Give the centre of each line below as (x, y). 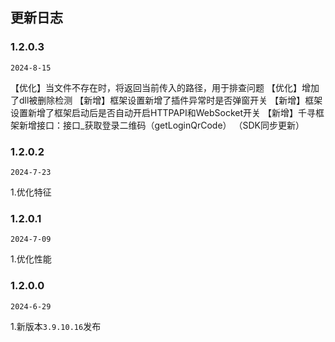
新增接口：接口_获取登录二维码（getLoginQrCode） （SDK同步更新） (161, 125)
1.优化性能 (31, 259)
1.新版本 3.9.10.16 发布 (56, 326)
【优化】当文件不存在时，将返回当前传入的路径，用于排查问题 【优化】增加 (165, 87)
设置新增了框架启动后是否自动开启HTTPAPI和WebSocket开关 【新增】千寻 (163, 112)
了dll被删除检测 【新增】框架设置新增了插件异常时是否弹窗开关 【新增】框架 (166, 100)
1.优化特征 (31, 192)
